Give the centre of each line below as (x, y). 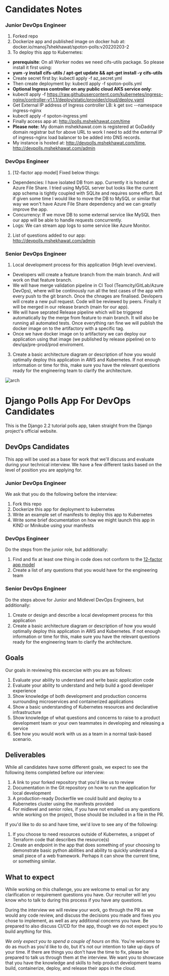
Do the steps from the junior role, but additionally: (57, 550)
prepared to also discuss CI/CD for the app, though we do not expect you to (84, 926)
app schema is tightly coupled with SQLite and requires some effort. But (87, 193)
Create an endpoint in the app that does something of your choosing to (86, 845)
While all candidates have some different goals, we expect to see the (77, 767)
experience (24, 691)
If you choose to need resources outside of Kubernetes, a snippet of (83, 834)
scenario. (22, 739)
